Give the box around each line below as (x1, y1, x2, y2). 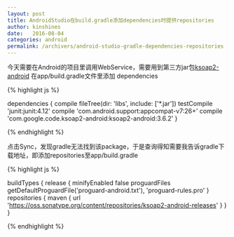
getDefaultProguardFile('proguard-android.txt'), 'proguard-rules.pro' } (7, 187, 209, 194)
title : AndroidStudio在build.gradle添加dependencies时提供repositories (7, 17, 215, 24)
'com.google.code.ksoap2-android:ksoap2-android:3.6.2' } (7, 114, 178, 123)
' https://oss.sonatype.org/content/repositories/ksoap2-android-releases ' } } (7, 201, 228, 209)
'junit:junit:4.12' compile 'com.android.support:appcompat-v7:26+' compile (7, 107, 223, 115)
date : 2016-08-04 (7, 29, 64, 37)
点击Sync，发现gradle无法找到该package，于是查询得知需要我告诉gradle (7, 142, 219, 151)
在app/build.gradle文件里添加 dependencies (31, 72, 158, 80)
